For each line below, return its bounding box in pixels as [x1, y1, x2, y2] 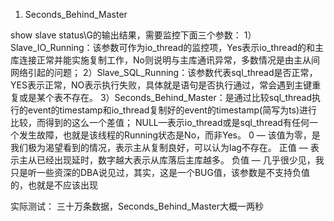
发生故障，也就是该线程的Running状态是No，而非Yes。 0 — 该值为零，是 [18, 129, 321, 141]
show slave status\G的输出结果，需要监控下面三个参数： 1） [10, 29, 257, 41]
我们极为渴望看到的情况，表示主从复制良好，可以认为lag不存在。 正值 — [10, 142, 308, 153]
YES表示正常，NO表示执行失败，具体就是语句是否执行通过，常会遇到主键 [10, 79, 313, 91]
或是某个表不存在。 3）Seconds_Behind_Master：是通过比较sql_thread [18, 92, 313, 103]
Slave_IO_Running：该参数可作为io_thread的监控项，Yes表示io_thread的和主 [10, 42, 325, 53]
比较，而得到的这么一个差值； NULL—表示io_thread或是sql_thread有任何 [10, 117, 310, 128]
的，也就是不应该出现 [10, 179, 98, 191]
